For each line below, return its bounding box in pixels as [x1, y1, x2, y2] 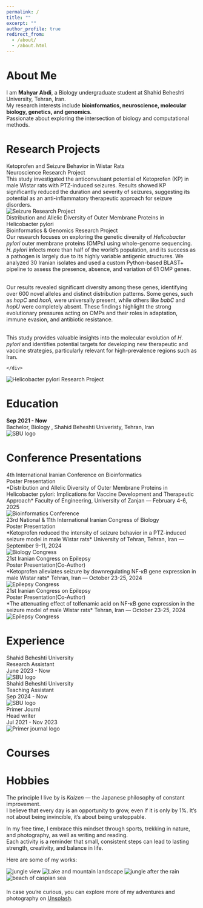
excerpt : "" [6, 20, 36, 26]
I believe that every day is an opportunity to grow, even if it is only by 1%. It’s [6, 807, 197, 814]
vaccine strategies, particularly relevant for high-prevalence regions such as [6, 347, 197, 354]
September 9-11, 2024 [6, 542, 62, 549]
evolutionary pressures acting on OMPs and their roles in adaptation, [6, 309, 178, 316]
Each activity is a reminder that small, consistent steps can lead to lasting [6, 838, 189, 845]
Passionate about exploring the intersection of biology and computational [6, 115, 190, 122]
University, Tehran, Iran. [6, 95, 66, 102]
